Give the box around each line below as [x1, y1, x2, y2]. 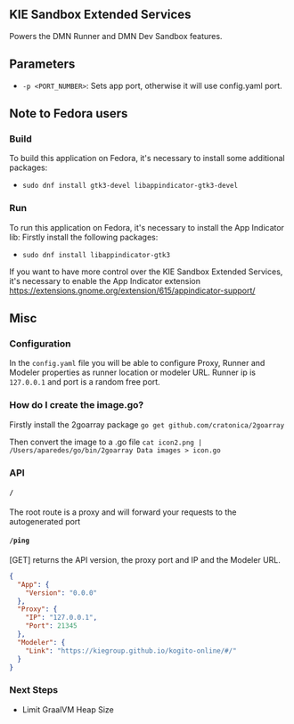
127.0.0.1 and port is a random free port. [9, 377, 160, 387]
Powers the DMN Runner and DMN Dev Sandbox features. [9, 30, 223, 41]
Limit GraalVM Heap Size [21, 704, 114, 715]
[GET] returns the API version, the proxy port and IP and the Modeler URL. [9, 554, 281, 565]
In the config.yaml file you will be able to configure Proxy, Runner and [9, 358, 265, 369]
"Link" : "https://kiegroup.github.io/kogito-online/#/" [25, 646, 238, 655]
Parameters [9, 57, 76, 72]
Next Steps [9, 684, 59, 696]
